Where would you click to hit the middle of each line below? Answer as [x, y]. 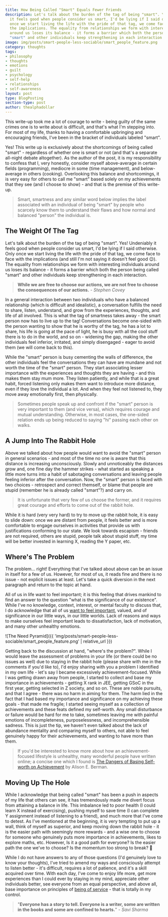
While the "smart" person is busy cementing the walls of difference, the [79, 357]
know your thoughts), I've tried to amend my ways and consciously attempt [83, 863]
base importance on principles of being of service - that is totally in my [78, 890]
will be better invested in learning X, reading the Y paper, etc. [68, 541]
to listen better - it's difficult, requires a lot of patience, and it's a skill [76, 868]
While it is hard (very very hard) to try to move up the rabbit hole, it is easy [82, 515]
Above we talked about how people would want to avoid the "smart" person [83, 453]
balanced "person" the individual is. [54, 215]
